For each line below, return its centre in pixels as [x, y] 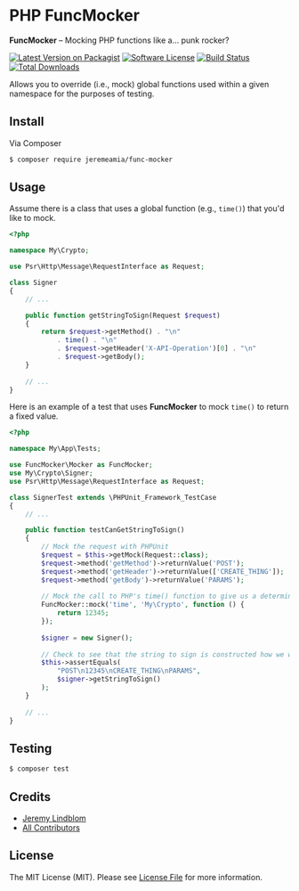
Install [27, 122]
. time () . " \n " [87, 340]
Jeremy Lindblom [54, 818]
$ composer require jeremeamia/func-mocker [91, 159]
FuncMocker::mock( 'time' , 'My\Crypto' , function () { [143, 605]
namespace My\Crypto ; [49, 250]
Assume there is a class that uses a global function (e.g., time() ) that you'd [147, 208]
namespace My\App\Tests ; [55, 449]
